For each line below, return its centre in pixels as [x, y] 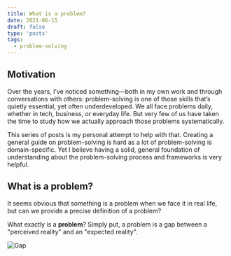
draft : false [26, 27]
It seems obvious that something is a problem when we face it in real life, [112, 203]
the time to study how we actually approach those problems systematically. [116, 121]
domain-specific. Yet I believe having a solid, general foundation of [104, 149]
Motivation [31, 74]
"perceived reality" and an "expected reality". [72, 232]
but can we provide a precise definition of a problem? [84, 211]
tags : [15, 40]
